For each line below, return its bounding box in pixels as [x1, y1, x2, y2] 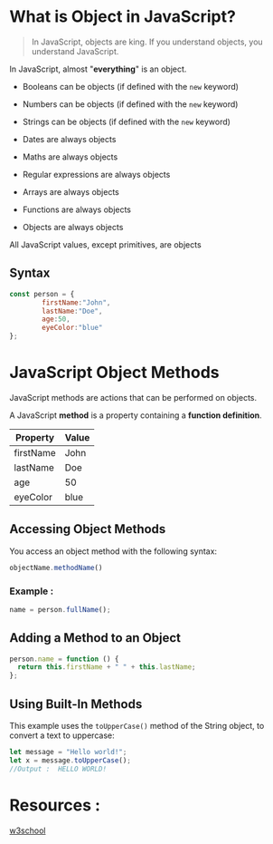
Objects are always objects [22, 221, 124, 232]
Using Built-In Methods [9, 696, 143, 712]
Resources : [9, 795, 101, 815]
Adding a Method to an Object [9, 630, 182, 645]
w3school [9, 825, 46, 836]
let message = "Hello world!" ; [9, 748, 127, 757]
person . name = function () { [9, 655, 119, 664]
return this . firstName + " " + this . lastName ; [17, 663, 196, 672]
